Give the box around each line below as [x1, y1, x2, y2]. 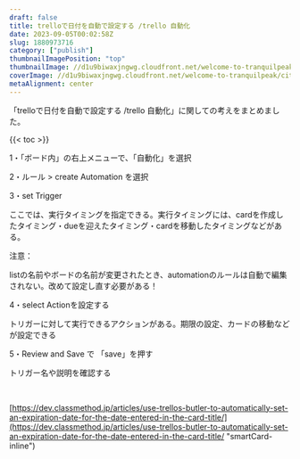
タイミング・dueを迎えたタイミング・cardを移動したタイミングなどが [16, 220, 275, 231]
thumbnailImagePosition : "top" [9, 54, 126, 63]
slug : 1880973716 [9, 37, 74, 47]
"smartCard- [226, 430, 273, 441]
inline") [9, 440, 36, 451]
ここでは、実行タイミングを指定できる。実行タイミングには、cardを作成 [9, 209, 277, 219]
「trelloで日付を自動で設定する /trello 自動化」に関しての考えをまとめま [9, 104, 272, 116]
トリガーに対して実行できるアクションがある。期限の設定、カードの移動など [9, 318, 290, 329]
